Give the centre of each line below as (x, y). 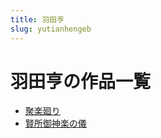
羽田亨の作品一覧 (81, 81)
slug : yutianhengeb (51, 29)
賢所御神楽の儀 (55, 123)
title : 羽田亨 (37, 19)
